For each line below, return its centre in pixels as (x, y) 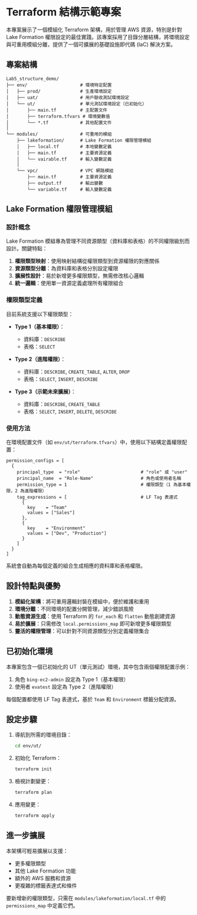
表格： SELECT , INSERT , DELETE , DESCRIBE (70, 411)
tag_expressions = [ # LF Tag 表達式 (97, 497)
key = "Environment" (56, 528)
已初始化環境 (29, 651)
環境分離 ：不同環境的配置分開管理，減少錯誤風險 (74, 609)
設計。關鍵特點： (27, 249)
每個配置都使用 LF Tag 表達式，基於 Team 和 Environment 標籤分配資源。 (93, 699)
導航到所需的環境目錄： (43, 735)
